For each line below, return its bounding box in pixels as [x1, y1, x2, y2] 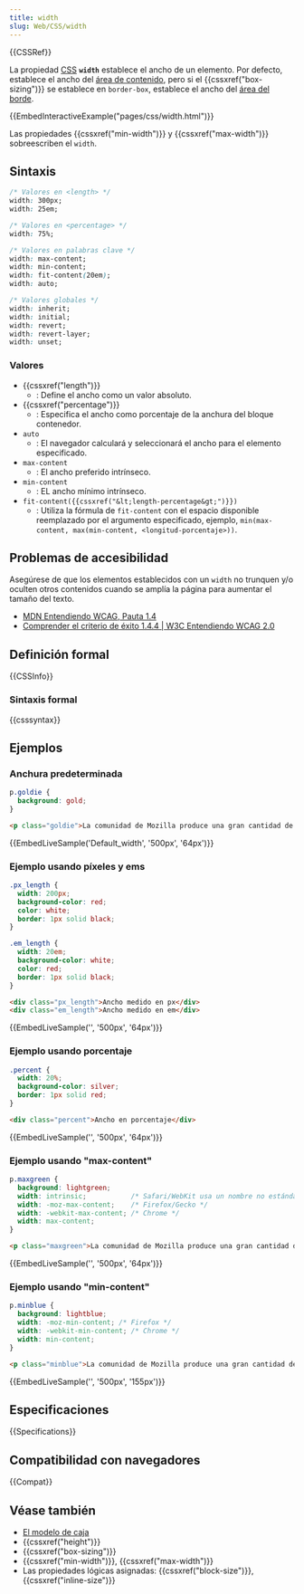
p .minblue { [9, 1301, 54, 1311]
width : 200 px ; [17, 889, 71, 898]
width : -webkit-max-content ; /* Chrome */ [17, 1208, 180, 1217]
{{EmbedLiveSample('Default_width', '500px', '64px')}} [9, 837, 214, 848]
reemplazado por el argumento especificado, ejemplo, [35, 514, 238, 525]
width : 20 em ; [17, 948, 67, 957]
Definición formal [9, 646, 110, 662]
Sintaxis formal [9, 693, 78, 706]
